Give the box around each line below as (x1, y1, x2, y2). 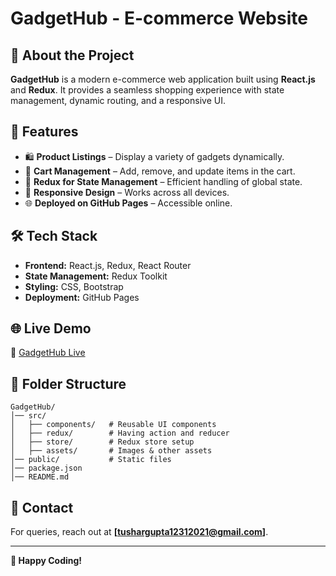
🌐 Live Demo (10, 320, 92, 337)
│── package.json (10, 463, 83, 474)
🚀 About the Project (10, 47, 135, 64)
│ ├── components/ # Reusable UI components (10, 420, 217, 430)
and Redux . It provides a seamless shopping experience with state (10, 84, 285, 96)
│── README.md (10, 472, 70, 482)
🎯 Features (10, 123, 79, 141)
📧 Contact (10, 499, 74, 516)
